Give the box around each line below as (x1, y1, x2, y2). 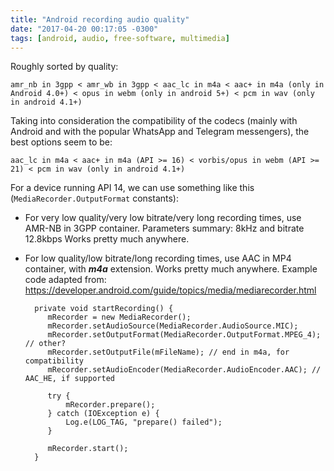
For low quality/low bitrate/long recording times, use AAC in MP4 (24, 252, 292, 265)
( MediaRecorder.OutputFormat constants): (10, 192, 179, 205)
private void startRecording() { (34, 304, 174, 314)
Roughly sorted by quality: (10, 61, 119, 73)
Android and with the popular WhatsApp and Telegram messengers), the (10, 126, 310, 138)
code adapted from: (24, 274, 107, 286)
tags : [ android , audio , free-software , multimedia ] (10, 33, 230, 43)
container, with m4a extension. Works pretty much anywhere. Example (24, 263, 318, 275)
